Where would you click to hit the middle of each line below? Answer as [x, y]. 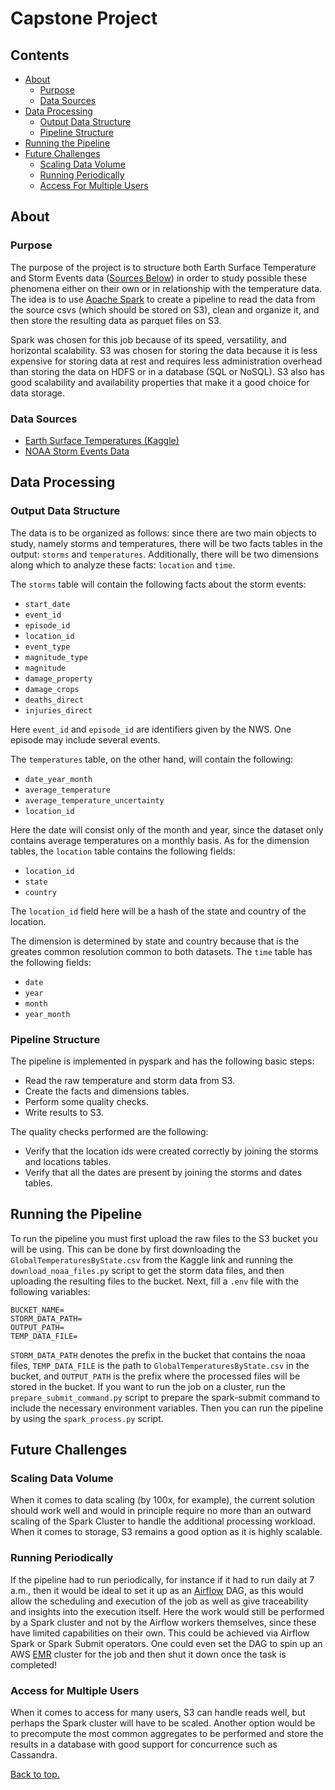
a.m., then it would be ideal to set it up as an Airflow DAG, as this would [157, 1590]
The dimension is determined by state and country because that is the [155, 941]
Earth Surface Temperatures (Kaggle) [102, 440]
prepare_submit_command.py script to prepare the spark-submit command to [165, 1397]
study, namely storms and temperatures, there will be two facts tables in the [166, 543]
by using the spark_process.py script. [87, 1418]
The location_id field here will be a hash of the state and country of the [158, 911]
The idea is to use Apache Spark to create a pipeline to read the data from [163, 299]
